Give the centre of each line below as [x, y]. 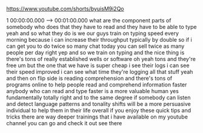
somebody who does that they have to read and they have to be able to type [101, 27]
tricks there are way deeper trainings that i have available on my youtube [97, 117]
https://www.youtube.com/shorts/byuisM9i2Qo [65, 9]
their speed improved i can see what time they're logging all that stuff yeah [100, 72]
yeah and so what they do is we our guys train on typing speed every [93, 33]
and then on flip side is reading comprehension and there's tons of [89, 78]
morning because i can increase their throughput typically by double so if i [99, 40]
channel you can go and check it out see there [64, 123]
